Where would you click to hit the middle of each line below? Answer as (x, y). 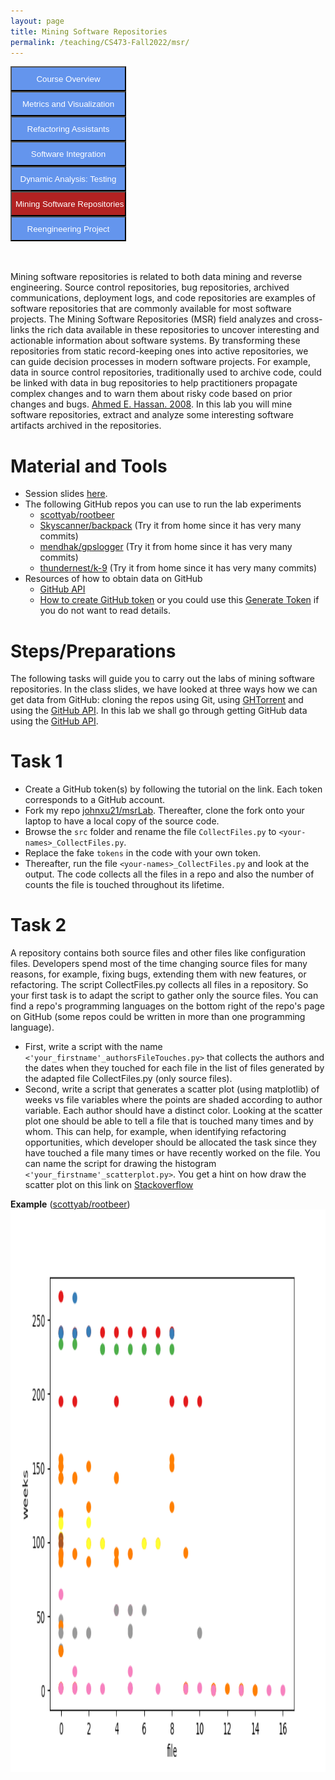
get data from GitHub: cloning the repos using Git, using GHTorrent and (157, 700)
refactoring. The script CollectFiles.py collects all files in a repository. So (159, 985)
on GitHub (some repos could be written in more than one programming (158, 1017)
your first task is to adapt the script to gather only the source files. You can (164, 996)
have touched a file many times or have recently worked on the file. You (172, 1153)
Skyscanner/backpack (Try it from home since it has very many (170, 526)
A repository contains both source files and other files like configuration (158, 953)
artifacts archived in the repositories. (86, 426)
